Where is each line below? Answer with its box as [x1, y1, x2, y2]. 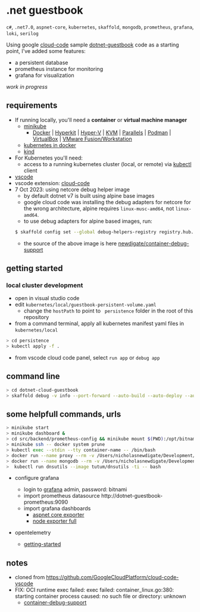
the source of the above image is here [23, 239, 117, 247]
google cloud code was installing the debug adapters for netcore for [23, 198, 192, 205]
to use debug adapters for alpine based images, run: [23, 217, 153, 224]
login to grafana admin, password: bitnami [23, 486, 127, 493]
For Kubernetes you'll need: [14, 154, 83, 161]
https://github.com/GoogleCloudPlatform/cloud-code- [46, 574, 179, 581]
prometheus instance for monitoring [14, 65, 103, 72]
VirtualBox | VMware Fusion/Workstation [32, 135, 132, 142]
